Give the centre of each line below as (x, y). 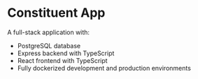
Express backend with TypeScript (66, 53)
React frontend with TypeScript (62, 60)
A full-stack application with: (48, 32)
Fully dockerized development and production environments (104, 68)
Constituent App (56, 13)
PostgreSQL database (49, 45)
